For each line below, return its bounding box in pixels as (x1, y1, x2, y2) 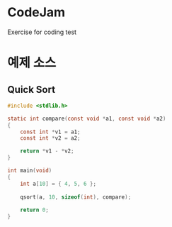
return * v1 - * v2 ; (20, 148, 74, 155)
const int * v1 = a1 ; (20, 128, 81, 135)
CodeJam (7, 4, 66, 21)
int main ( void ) (7, 167, 52, 175)
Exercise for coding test (7, 28, 76, 36)
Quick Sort (7, 83, 55, 96)
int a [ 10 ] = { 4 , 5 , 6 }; (20, 180, 97, 187)
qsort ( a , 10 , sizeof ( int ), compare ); (20, 193, 132, 201)
